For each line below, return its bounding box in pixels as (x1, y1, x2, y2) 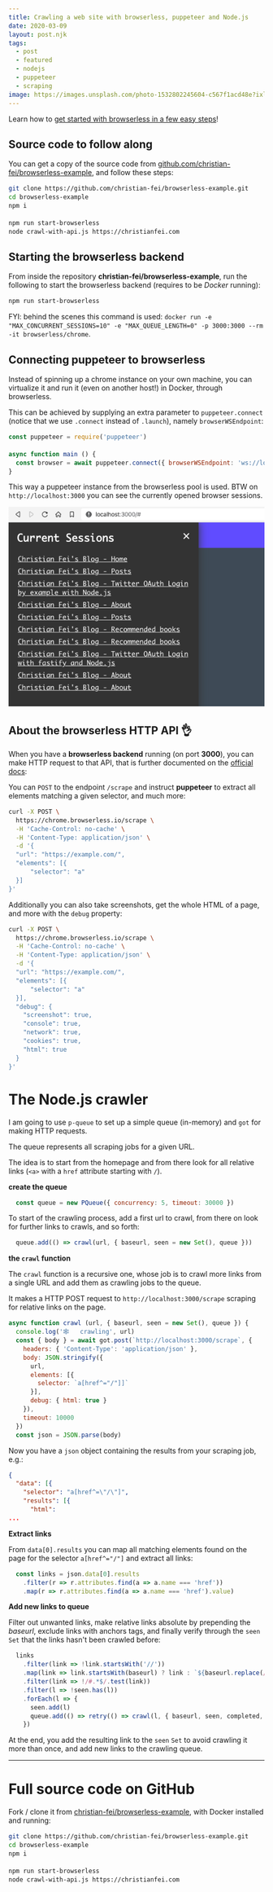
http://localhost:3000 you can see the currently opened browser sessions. (8, 491, 263, 500)
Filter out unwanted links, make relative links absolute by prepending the (8, 1617, 251, 1627)
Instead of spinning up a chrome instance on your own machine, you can (8, 375, 253, 385)
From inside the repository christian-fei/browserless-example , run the (8, 271, 248, 281)
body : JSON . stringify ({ (23, 1353, 104, 1362)
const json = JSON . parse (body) (15, 1431, 122, 1439)
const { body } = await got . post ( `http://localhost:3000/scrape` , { (15, 1336, 253, 1344)
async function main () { (8, 450, 96, 458)
